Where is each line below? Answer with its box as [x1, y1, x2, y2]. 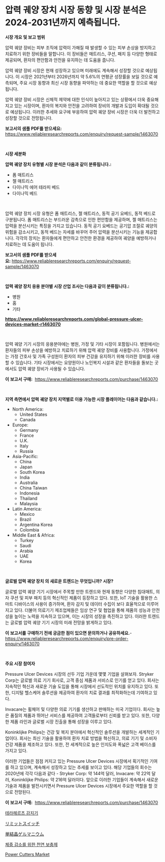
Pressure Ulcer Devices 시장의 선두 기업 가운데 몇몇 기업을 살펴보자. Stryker [5, 671, 154, 677]
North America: [12, 406, 43, 412]
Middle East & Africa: [12, 532, 55, 538]
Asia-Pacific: [12, 453, 38, 459]
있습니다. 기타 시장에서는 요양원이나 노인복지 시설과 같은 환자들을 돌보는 [15, 359, 154, 366]
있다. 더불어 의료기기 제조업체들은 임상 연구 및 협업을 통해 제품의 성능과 [14, 607, 151, 613]
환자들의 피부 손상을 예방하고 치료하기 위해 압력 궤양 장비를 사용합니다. [5, 347, 140, 353]
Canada [19, 416, 36, 422]
